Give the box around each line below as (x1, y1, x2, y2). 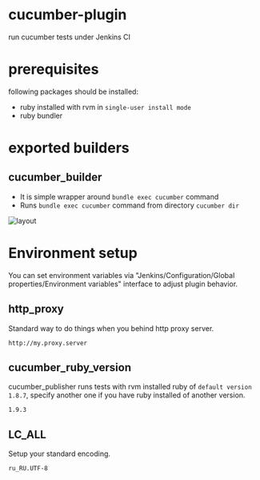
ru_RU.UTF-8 (8, 465, 48, 473)
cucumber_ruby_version (8, 361, 132, 374)
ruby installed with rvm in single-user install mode (19, 102, 192, 111)
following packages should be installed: (8, 87, 138, 96)
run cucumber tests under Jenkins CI (8, 32, 130, 42)
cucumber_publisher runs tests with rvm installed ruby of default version (8, 382, 252, 392)
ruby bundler (19, 111, 62, 120)
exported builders (8, 139, 130, 157)
